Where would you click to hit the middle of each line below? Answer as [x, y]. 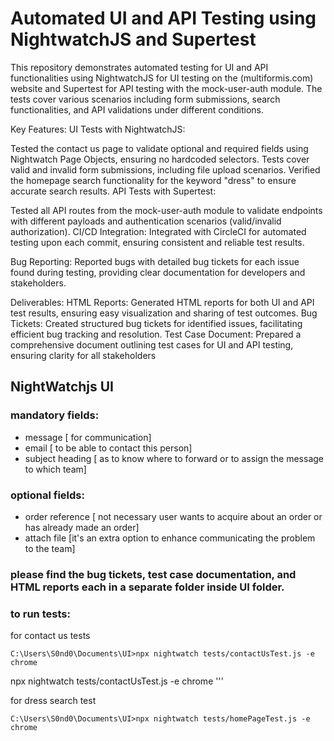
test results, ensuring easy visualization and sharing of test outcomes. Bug [164, 313]
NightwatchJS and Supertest [133, 39]
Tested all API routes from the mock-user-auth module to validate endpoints [166, 210]
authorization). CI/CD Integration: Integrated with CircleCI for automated [158, 231]
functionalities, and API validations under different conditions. [137, 109]
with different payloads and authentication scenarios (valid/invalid [146, 221]
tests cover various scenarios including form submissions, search [145, 99]
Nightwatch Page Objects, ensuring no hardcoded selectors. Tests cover [160, 159]
